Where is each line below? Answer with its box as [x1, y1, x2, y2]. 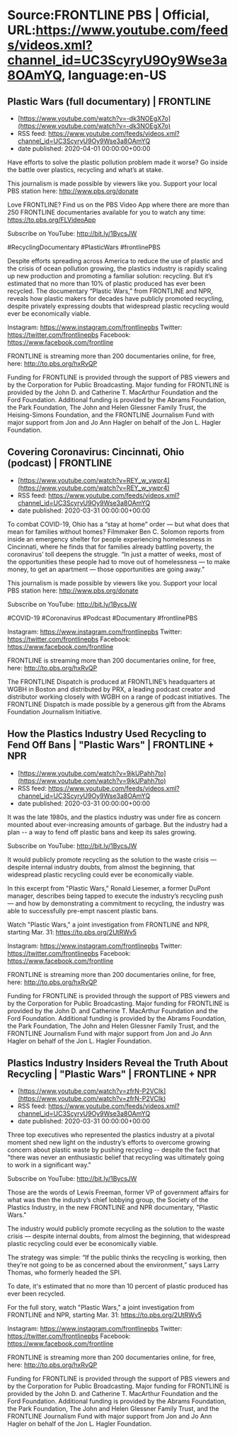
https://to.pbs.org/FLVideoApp [7, 216, 96, 224]
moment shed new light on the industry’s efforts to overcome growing [7, 1138, 211, 1147]
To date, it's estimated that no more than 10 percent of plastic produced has [7, 1282, 229, 1291]
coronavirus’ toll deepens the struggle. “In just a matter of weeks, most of [7, 549, 221, 559]
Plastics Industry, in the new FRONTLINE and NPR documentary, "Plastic [7, 1204, 219, 1212]
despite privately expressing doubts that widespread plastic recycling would [7, 302, 229, 310]
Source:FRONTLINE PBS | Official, [7, 7, 210, 23]
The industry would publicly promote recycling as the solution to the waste [7, 1225, 225, 1233]
